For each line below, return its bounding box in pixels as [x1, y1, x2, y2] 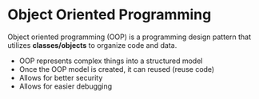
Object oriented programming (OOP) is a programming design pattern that [7, 32, 252, 42]
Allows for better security [18, 73, 103, 82]
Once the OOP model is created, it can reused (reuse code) [18, 64, 215, 73]
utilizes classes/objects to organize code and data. [7, 40, 177, 49]
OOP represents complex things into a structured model [18, 56, 203, 65]
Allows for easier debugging [18, 81, 113, 91]
